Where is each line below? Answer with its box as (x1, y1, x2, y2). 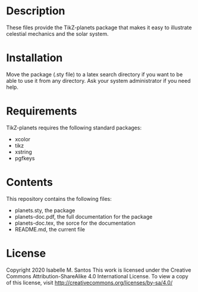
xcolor (14, 135, 31, 142)
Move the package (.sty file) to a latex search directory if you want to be (6, 70, 183, 78)
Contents (6, 176, 54, 189)
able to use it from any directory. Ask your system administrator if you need (6, 77, 191, 84)
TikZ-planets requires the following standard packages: (6, 124, 142, 131)
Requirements (6, 104, 77, 118)
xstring (14, 148, 33, 156)
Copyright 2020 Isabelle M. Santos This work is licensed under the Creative (6, 266, 191, 274)
